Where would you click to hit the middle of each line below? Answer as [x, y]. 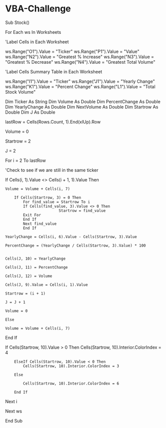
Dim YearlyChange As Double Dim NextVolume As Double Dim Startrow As [82, 107]
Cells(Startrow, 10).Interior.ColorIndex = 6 [71, 383]
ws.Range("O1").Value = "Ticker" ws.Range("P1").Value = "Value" [72, 51]
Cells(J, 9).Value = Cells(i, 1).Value [47, 285]
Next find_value [40, 224]
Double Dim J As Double [30, 112]
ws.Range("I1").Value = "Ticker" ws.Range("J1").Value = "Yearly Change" [80, 81]
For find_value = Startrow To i [57, 202]
